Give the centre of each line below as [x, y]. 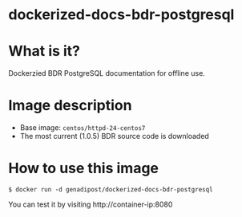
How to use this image [83, 168]
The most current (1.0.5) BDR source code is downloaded [115, 136]
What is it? [44, 51]
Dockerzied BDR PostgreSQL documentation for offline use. [107, 73]
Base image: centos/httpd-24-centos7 [83, 128]
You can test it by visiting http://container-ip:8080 [91, 204]
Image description [70, 106]
